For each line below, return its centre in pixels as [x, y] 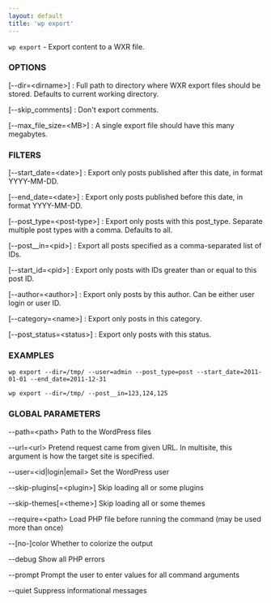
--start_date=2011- [230, 373]
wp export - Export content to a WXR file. [76, 46]
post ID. [21, 279]
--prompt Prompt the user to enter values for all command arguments [124, 575]
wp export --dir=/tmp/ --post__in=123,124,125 [88, 394]
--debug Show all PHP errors [57, 559]
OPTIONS [28, 67]
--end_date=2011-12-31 [68, 379]
